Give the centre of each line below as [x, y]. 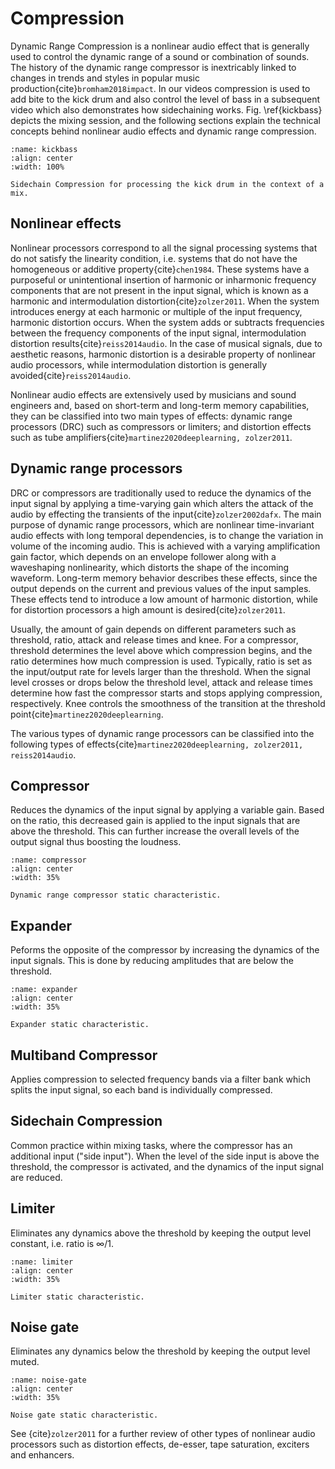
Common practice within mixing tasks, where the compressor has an [151, 1145]
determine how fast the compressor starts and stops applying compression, [166, 693]
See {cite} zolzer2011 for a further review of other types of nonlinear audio [163, 1434]
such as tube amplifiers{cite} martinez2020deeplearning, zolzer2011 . [151, 437]
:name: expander [44, 990]
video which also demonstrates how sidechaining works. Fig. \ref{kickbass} [166, 109]
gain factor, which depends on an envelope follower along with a [143, 556]
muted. [25, 1362]
